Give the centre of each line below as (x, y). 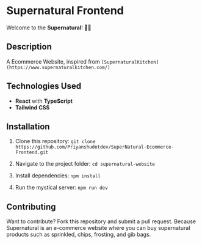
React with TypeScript (44, 101)
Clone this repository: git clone (55, 141)
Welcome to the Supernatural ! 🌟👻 (49, 28)
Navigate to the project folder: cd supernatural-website (85, 164)
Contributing (31, 206)
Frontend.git (32, 153)
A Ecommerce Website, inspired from (53, 61)
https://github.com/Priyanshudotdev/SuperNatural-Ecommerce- (95, 147)
